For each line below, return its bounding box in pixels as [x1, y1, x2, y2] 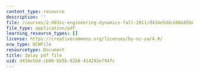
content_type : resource [6, 8, 65, 15]
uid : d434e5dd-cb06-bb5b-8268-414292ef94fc [6, 58, 115, 64]
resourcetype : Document [6, 47, 65, 53]
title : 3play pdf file [6, 52, 62, 58]
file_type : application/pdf [6, 25, 76, 31]
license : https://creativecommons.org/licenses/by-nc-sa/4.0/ [6, 36, 163, 42]
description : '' [6, 14, 46, 20]
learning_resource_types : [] [6, 31, 78, 36]
